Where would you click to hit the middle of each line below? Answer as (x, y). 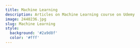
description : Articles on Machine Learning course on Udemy (70, 14)
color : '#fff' (25, 38)
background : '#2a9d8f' (34, 33)
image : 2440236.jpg (26, 19)
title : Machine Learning (31, 10)
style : (12, 28)
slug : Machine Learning (30, 24)
